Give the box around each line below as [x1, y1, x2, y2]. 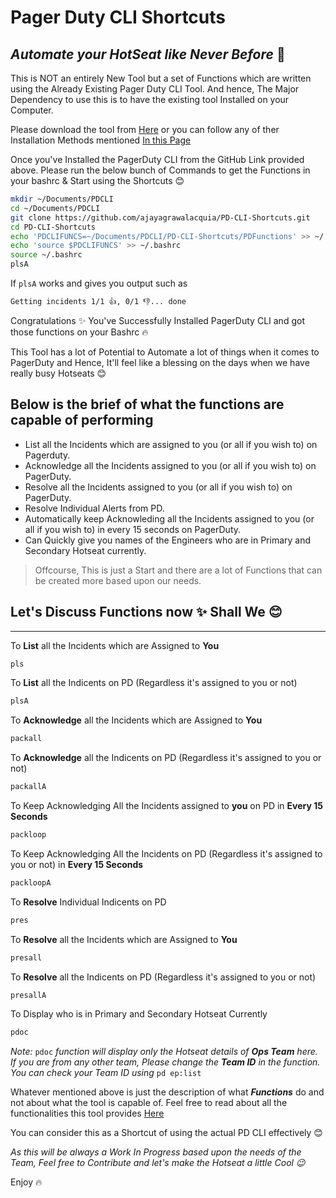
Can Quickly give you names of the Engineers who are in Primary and [24, 534, 312, 546]
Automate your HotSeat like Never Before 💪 [10, 46, 286, 63]
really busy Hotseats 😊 [10, 367, 107, 379]
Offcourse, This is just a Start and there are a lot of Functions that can [34, 564, 323, 576]
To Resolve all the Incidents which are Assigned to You [10, 933, 238, 945]
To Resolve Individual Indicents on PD [10, 896, 167, 908]
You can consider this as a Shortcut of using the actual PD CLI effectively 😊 [10, 1127, 323, 1139]
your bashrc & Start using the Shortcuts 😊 [10, 175, 185, 186]
